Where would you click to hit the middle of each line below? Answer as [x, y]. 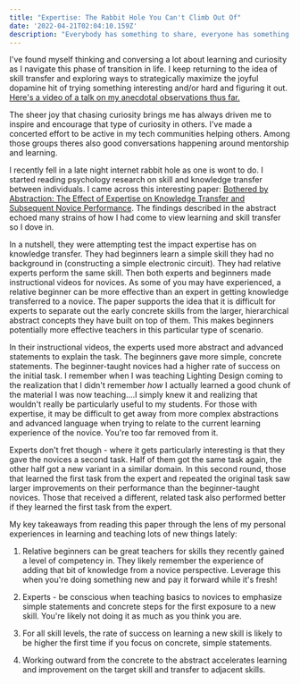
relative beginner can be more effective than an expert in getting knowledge [149, 292]
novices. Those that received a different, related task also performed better [148, 498]
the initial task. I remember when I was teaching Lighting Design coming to [146, 376]
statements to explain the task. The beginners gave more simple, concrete [146, 357]
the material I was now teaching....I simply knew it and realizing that [133, 395]
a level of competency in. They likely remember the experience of [143, 561]
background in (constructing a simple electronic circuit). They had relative [145, 264]
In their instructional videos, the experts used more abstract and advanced [146, 347]
